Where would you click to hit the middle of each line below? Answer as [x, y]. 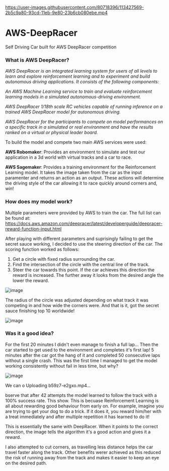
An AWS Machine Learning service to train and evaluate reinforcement [79, 92]
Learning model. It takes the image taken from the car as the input [74, 172]
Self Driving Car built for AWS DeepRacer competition [61, 47]
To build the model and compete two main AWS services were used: [76, 142]
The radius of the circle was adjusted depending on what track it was [77, 300]
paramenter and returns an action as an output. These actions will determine [84, 178]
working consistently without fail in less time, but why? [62, 366]
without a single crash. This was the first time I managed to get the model [81, 361]
